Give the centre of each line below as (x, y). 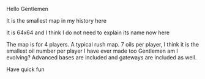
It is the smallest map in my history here (57, 21)
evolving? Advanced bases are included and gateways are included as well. (102, 57)
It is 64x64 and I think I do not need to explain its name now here (88, 32)
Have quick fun (25, 69)
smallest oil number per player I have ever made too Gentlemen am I (92, 51)
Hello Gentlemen (28, 9)
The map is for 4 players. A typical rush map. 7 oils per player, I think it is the (103, 44)
